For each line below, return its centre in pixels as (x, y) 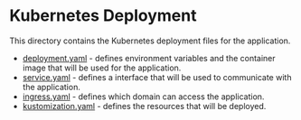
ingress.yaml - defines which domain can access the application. (143, 97)
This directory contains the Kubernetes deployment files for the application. (150, 41)
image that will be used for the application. (102, 68)
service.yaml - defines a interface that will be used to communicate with (157, 77)
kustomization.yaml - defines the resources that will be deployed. (144, 106)
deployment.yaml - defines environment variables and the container (149, 58)
